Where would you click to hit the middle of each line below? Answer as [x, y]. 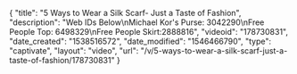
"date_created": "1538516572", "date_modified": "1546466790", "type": [140, 41]
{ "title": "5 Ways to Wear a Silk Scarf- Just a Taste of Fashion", [125, 13]
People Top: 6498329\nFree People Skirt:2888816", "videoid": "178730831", [148, 32]
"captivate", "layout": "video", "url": [74, 51]
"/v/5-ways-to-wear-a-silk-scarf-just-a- [214, 51]
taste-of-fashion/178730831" [62, 60]
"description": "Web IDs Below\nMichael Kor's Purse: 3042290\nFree [137, 22]
